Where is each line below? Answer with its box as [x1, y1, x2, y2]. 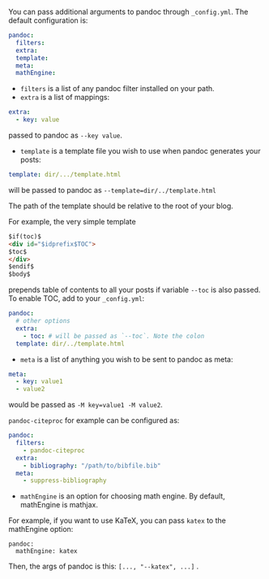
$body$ [8, 270, 31, 279]
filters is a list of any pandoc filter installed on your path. [19, 84, 215, 94]
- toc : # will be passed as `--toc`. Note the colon [23, 332, 205, 340]
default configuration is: [8, 15, 88, 25]
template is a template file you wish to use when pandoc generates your [19, 146, 261, 155]
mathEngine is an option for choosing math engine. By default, [19, 491, 225, 501]
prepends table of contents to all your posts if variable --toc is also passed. [8, 285, 261, 295]
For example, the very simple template [8, 216, 136, 226]
